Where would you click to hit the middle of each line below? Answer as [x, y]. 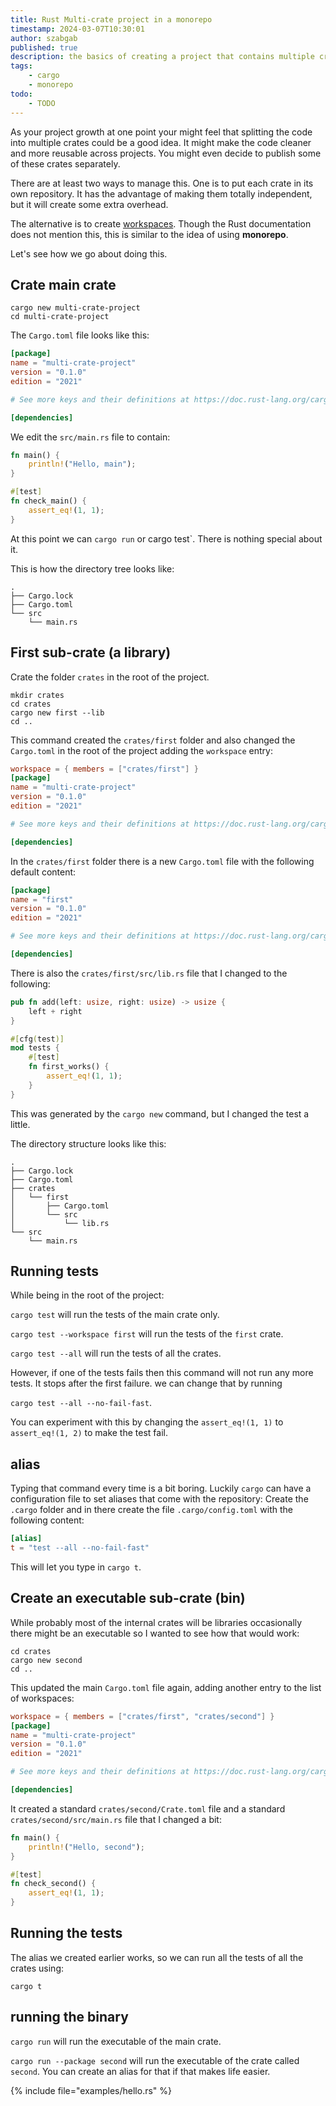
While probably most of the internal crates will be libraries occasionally [156, 1622]
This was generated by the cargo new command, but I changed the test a [160, 1113]
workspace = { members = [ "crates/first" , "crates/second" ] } [142, 1716]
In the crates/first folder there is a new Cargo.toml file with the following [162, 861]
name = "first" [42, 899]
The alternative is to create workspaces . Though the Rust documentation [161, 223]
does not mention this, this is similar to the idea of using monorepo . [149, 234]
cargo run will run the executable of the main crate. [116, 2041]
